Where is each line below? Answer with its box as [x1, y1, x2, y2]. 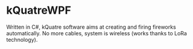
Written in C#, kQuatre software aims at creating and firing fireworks [6, 23, 176, 30]
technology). [6, 36, 38, 43]
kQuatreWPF [6, 4, 71, 17]
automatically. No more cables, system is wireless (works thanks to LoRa [6, 29, 187, 36]
